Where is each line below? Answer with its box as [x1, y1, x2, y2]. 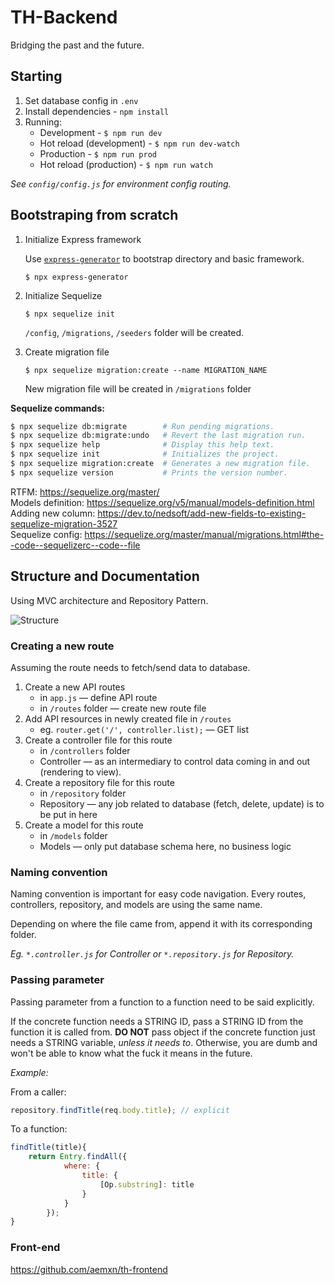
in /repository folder [39, 787, 127, 799]
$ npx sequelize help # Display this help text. [10, 440, 275, 450]
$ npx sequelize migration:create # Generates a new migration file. [10, 459, 311, 469]
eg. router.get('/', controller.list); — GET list [39, 723, 250, 735]
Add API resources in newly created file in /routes [24, 712, 232, 725]
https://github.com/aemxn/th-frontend [10, 1263, 168, 1275]
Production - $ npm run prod [39, 147, 158, 160]
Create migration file [24, 346, 110, 358]
